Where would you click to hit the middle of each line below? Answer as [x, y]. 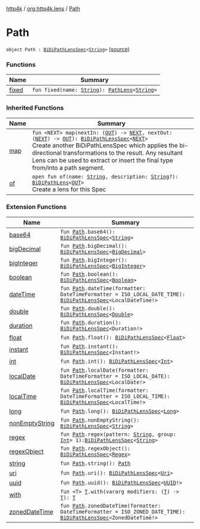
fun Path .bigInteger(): [94, 260]
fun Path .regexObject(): [96, 448]
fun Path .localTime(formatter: [104, 390]
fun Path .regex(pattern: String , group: [118, 434]
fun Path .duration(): [91, 322]
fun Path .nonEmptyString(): [100, 420]
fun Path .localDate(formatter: [104, 370]
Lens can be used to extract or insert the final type [103, 160]
